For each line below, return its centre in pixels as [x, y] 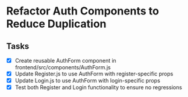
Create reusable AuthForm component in [65, 61]
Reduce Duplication [56, 24]
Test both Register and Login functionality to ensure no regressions [99, 87]
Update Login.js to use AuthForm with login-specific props [88, 81]
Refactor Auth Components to [83, 11]
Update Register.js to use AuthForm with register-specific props [94, 74]
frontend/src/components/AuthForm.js [63, 67]
